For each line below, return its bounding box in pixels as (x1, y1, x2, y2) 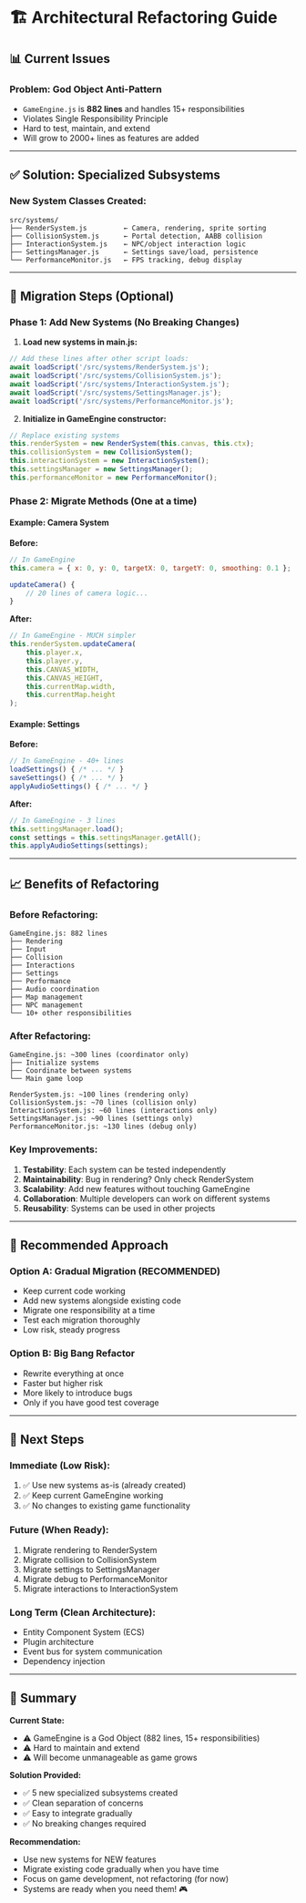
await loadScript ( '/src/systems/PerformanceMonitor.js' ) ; (9, 396, 234, 406)
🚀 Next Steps (9, 1432, 85, 1447)
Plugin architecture (22, 1636, 94, 1647)
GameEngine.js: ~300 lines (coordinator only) (9, 1050, 189, 1060)
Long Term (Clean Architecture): (9, 1606, 157, 1619)
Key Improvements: (9, 1143, 98, 1156)
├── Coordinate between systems (9, 1066, 132, 1075)
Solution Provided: (9, 1769, 82, 1780)
